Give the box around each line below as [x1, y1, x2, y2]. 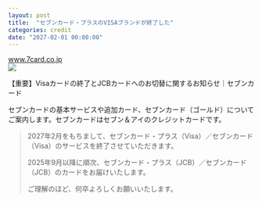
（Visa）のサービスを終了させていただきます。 [27, 142, 178, 151]
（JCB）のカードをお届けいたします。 [27, 167, 150, 177]
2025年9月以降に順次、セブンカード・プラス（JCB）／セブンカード [27, 158, 247, 167]
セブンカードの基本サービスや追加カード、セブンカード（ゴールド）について [8, 105, 255, 114]
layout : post [8, 11, 51, 20]
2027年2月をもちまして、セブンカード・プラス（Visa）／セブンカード [27, 131, 254, 141]
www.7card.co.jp [8, 55, 63, 64]
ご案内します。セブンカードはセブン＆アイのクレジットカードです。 [8, 115, 226, 124]
